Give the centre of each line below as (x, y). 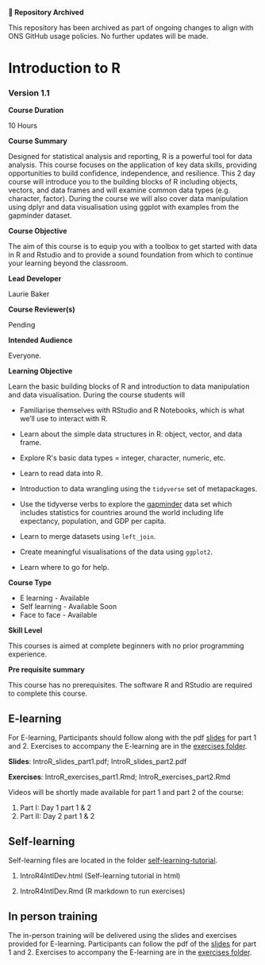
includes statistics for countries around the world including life (122, 513)
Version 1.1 (29, 93)
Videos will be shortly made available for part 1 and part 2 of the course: (126, 793)
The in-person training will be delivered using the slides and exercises (123, 935)
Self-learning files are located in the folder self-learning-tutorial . (113, 860)
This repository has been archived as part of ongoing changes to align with (131, 27)
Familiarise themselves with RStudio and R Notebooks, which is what (132, 410)
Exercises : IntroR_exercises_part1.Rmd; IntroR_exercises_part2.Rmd (119, 777)
